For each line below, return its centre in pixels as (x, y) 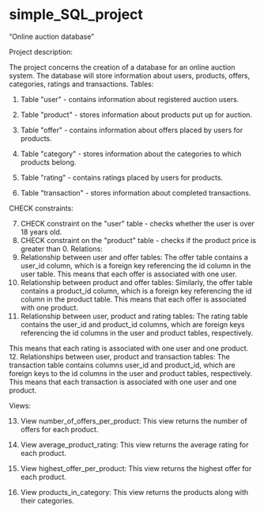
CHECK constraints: (41, 208)
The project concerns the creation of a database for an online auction (122, 67)
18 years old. (41, 232)
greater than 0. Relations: (62, 249)
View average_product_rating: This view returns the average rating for (134, 444)
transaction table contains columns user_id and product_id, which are (122, 365)
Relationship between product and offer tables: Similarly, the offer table (136, 282)
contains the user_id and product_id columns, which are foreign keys (132, 324)
